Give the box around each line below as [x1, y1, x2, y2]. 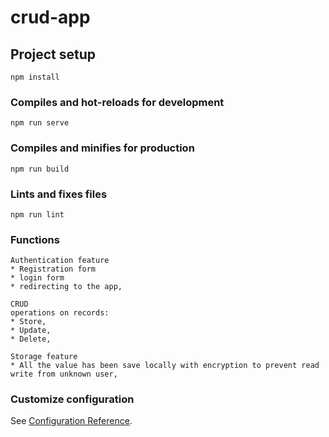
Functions [10, 232, 60, 246]
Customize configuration [10, 392, 135, 406]
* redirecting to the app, [10, 282, 123, 292]
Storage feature [10, 352, 78, 362]
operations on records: [10, 308, 110, 318]
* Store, [10, 317, 47, 327]
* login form [10, 273, 65, 283]
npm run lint [10, 209, 65, 220]
